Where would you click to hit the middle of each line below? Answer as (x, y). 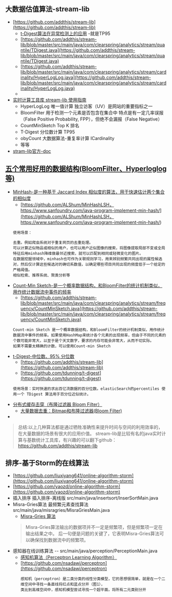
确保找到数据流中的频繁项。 (59, 540)
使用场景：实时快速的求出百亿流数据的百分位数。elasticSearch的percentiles (86, 389)
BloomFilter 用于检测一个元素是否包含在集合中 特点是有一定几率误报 (92, 112)
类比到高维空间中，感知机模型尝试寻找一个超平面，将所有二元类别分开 (83, 590)
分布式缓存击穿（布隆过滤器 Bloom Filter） (57, 404)
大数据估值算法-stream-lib (47, 9)
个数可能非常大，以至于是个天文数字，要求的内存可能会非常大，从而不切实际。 (83, 341)
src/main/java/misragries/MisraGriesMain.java (61, 510)
